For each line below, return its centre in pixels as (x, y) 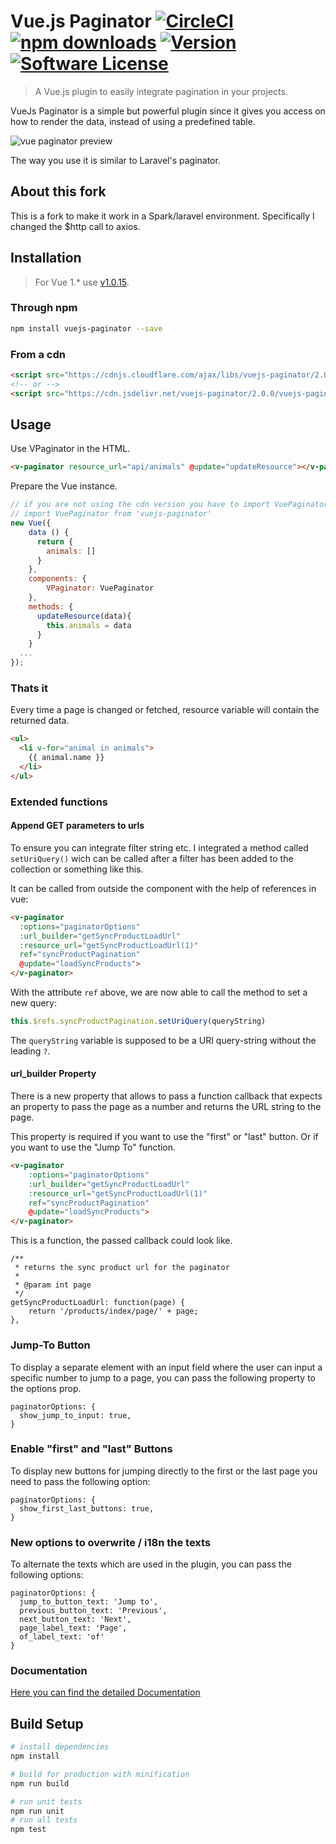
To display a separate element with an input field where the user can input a (166, 1367)
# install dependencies (60, 1747)
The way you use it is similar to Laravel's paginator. (115, 160)
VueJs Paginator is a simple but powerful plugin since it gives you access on (168, 111)
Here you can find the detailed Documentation (105, 1692)
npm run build (40, 1783)
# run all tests (44, 1820)
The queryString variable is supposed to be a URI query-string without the (163, 1040)
